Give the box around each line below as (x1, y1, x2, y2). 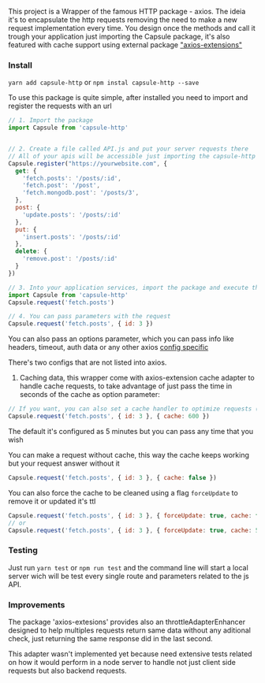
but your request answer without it (8, 458, 120, 468)
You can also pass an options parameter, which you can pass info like (8, 334, 234, 343)
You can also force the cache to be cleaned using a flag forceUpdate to (8, 488, 238, 497)
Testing (8, 545, 38, 556)
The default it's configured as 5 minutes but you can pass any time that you (8, 426, 254, 436)
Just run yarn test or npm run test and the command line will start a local (8, 562, 248, 572)
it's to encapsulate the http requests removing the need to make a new (8, 15, 238, 24)
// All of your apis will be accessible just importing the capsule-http (8, 152, 256, 160)
